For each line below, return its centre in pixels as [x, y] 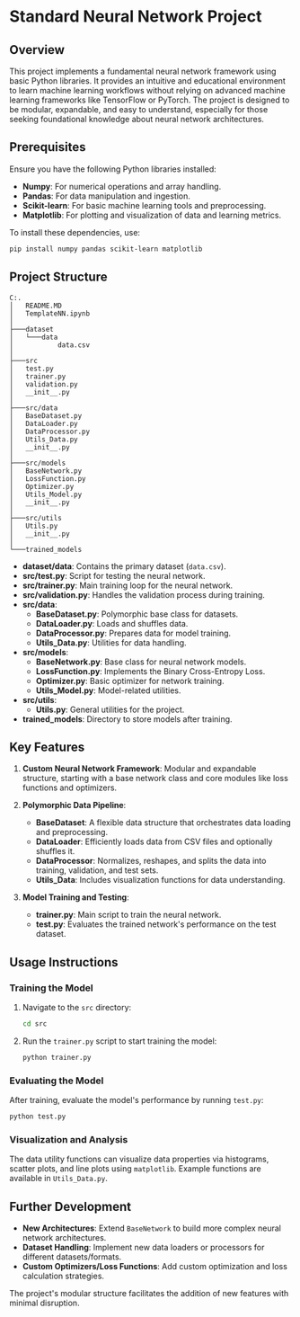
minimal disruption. [44, 1303]
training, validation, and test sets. [97, 870]
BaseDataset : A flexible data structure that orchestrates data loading [163, 823]
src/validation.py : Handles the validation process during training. [143, 594]
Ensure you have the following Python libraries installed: [113, 169]
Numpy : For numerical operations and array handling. [122, 186]
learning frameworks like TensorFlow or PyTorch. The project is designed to [150, 100]
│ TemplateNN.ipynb [50, 313]
